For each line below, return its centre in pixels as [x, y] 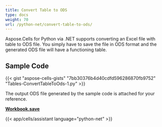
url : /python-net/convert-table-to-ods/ [49, 24]
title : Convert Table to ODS [36, 10]
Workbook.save [22, 109]
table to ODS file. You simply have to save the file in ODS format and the [81, 45]
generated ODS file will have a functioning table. [56, 50]
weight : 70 [17, 19]
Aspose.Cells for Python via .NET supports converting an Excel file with [80, 39]
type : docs [17, 15]
